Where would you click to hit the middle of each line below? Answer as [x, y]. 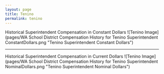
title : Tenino [20, 14]
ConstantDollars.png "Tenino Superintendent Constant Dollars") [69, 43]
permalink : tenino [24, 18]
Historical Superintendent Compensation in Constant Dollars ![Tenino [74, 32]
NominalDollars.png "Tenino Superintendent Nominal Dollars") [68, 67]
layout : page [18, 9]
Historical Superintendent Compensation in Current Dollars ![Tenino [73, 57]
